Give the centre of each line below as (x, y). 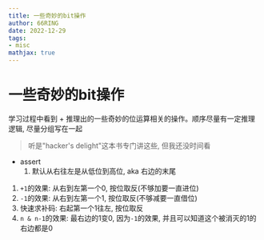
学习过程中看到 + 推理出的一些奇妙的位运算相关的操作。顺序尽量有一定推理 (132, 118)
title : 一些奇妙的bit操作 (47, 16)
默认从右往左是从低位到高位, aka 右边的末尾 (104, 171)
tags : (17, 38)
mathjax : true (32, 53)
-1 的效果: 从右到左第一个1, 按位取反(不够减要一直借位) (108, 198)
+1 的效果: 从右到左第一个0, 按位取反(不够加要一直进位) (109, 188)
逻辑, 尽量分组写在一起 (45, 128)
